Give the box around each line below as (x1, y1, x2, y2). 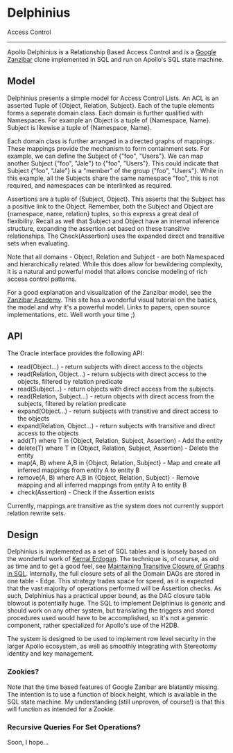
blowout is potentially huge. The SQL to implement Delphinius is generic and (7, 599, 225, 608)
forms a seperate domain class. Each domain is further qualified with (7, 108, 204, 117)
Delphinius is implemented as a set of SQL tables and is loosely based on (7, 547, 216, 556)
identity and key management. (7, 649, 94, 658)
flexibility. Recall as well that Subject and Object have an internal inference (7, 217, 220, 225)
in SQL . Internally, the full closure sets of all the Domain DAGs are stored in (7, 569, 221, 578)
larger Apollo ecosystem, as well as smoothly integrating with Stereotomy (7, 642, 217, 651)
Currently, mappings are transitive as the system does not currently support (7, 501, 224, 510)
